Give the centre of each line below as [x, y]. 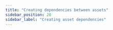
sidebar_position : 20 [28, 15]
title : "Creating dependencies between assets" [57, 10]
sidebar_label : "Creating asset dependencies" [56, 19]
